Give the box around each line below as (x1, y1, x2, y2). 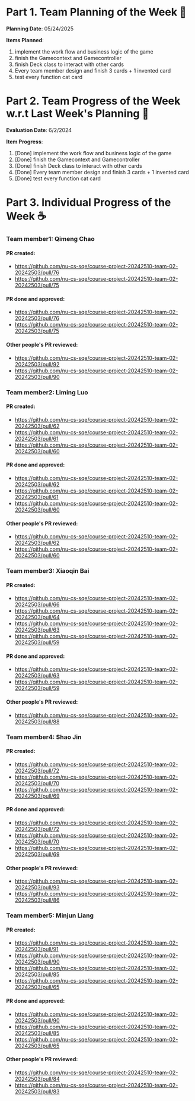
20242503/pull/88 (14, 718, 60, 725)
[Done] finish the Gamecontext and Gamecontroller (14, 156, 140, 163)
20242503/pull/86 (14, 896, 60, 904)
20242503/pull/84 (14, 1075, 60, 1082)
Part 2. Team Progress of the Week (6, 95, 181, 108)
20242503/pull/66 (14, 601, 60, 608)
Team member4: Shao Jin (6, 733, 82, 741)
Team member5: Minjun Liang (6, 911, 94, 920)
